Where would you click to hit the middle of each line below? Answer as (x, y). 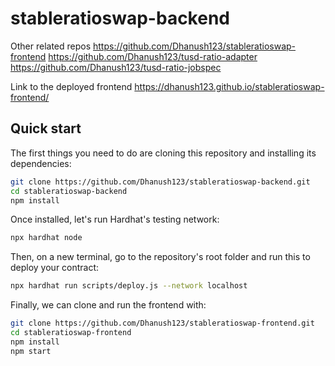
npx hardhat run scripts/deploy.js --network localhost (129, 286)
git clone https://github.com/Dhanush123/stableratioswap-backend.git (160, 182)
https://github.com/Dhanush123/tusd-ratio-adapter (153, 56)
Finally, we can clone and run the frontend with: (108, 305)
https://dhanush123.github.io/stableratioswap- (229, 86)
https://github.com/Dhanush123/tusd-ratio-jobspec (116, 67)
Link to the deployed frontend (71, 86)
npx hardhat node (46, 238)
